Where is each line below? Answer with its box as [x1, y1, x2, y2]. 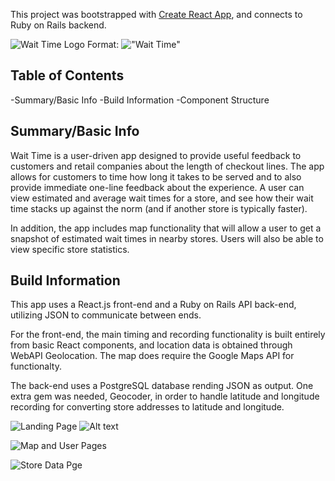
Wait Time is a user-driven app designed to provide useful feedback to [10, 149, 302, 161]
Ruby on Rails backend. [10, 19, 107, 31]
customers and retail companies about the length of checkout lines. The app [10, 160, 325, 172]
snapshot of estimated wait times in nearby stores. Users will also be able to [10, 232, 324, 244]
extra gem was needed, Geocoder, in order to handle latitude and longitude [10, 390, 320, 403]
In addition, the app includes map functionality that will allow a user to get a [10, 222, 322, 234]
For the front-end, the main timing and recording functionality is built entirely [10, 329, 326, 341]
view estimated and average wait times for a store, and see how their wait [10, 192, 314, 204]
